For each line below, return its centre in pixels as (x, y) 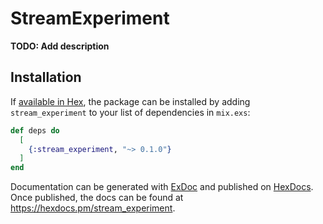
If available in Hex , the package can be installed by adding (130, 101)
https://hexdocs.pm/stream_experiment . (93, 208)
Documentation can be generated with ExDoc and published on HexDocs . (162, 187)
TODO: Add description (60, 46)
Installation (46, 77)
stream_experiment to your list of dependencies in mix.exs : (130, 112)
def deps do (35, 130)
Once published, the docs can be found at (97, 198)
